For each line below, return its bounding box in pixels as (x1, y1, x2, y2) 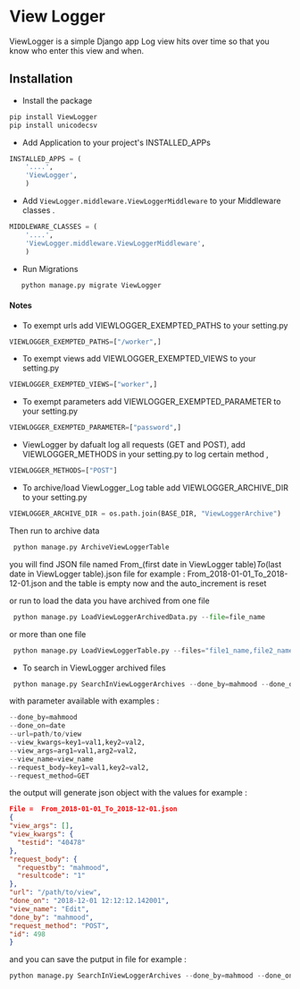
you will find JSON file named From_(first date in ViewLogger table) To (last (9, 558, 282, 569)
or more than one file (9, 628, 87, 639)
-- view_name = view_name (9, 755, 94, 763)
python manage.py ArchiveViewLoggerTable (12, 542, 170, 551)
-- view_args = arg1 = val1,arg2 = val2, (9, 746, 138, 755)
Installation (9, 72, 73, 87)
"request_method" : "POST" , (9, 921, 110, 930)
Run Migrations (21, 263, 79, 274)
